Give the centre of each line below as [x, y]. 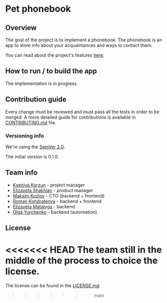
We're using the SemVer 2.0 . [35, 147]
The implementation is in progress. [41, 83]
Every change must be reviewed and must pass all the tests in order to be [82, 112]
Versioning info [25, 135]
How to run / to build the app [51, 71]
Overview [21, 28]
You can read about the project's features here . [55, 55]
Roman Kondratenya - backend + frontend [57, 201]
